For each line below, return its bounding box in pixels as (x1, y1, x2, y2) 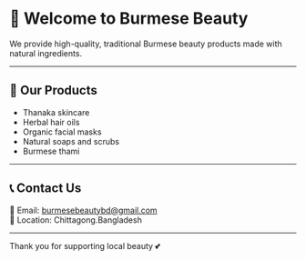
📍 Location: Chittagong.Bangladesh (9, 214, 143, 225)
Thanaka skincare (22, 106, 90, 117)
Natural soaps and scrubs (22, 135, 120, 146)
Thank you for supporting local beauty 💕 (9, 240, 161, 251)
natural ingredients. (9, 47, 83, 58)
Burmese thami (22, 145, 80, 156)
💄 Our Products (9, 83, 98, 98)
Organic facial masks (22, 126, 102, 137)
